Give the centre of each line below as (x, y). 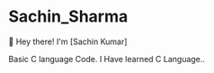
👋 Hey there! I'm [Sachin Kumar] (68, 41)
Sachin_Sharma (68, 17)
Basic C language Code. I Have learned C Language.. (107, 59)
